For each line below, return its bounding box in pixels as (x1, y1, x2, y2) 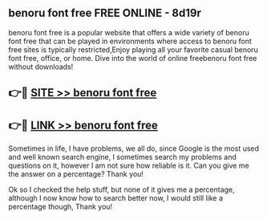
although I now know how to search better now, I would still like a (8, 193, 223, 203)
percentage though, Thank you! (8, 202, 113, 212)
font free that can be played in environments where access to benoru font (8, 36, 253, 46)
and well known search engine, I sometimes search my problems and (8, 152, 237, 162)
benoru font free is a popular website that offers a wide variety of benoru (8, 27, 250, 37)
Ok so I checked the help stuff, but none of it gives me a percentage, (8, 185, 235, 195)
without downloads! (8, 62, 74, 71)
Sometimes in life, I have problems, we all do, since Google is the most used (8, 144, 259, 153)
